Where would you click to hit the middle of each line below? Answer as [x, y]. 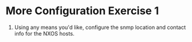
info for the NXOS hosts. [44, 33]
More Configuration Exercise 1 [82, 11]
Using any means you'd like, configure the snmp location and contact [100, 27]
